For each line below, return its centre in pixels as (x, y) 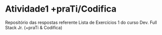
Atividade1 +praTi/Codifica (61, 9)
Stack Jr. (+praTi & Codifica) (34, 27)
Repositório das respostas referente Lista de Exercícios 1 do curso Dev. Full (81, 22)
